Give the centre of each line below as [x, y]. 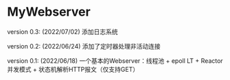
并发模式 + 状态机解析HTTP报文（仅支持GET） [73, 69]
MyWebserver [49, 12]
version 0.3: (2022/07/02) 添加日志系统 [62, 31]
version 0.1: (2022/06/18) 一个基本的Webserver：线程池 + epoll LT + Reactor [115, 61]
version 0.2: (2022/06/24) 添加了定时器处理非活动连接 [84, 46]
